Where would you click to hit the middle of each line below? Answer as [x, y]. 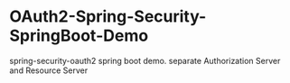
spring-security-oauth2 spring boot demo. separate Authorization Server [145, 60]
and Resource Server [49, 70]
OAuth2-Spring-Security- [108, 17]
